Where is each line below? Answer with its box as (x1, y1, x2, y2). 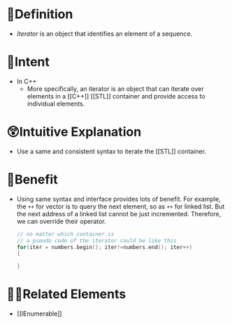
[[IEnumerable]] (16, 309, 62, 318)
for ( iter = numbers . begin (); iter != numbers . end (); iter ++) (16, 244, 193, 251)
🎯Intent (6, 54, 50, 70)
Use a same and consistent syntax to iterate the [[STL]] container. (16, 147, 207, 155)
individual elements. (27, 99, 85, 108)
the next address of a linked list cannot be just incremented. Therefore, (16, 209, 222, 218)
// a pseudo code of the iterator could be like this (16, 237, 177, 244)
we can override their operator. (16, 217, 106, 225)
